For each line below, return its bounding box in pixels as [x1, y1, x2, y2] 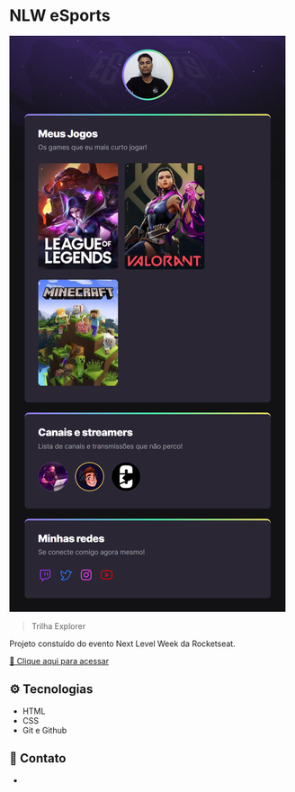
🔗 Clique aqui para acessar [9, 655, 110, 666]
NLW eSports [9, 5, 111, 26]
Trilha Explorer [31, 620, 86, 631]
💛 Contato [9, 751, 67, 766]
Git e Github [22, 724, 67, 735]
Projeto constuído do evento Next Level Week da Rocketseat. [9, 638, 236, 649]
